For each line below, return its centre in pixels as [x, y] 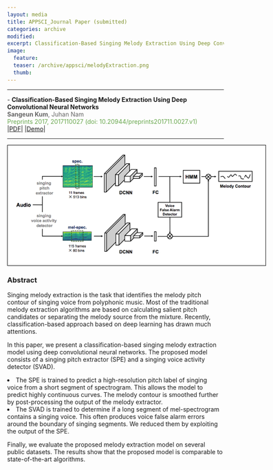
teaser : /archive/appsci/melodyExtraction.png [81, 65]
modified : [21, 36]
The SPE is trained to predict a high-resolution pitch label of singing [112, 380]
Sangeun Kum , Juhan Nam [46, 114]
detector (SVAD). [31, 366]
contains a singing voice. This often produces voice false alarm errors [106, 416]
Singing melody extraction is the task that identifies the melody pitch [104, 295]
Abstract [22, 280]
